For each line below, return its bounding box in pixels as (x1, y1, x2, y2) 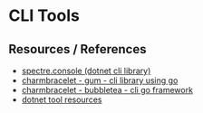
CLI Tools (8, 5, 81, 26)
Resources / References (8, 42, 147, 57)
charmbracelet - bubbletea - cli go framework (21, 85, 194, 95)
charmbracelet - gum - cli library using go (21, 75, 179, 86)
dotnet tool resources (21, 94, 102, 105)
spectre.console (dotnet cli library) (21, 65, 151, 76)
